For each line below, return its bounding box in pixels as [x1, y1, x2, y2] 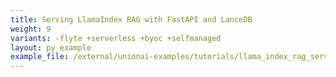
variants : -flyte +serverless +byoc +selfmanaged [10, 33, 222, 43]
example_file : [10, 52, 70, 62]
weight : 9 [10, 24, 52, 34]
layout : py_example [10, 42, 92, 53]
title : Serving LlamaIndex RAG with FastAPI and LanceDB [10, 14, 253, 25]
